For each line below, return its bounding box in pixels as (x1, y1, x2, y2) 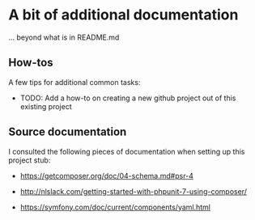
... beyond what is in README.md (8, 32, 120, 42)
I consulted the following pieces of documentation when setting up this (8, 146, 245, 156)
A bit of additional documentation (8, 6, 239, 24)
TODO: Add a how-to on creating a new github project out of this (19, 93, 236, 103)
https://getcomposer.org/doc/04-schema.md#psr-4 (19, 171, 194, 180)
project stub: (8, 155, 51, 165)
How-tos (8, 56, 54, 70)
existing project (19, 101, 72, 111)
